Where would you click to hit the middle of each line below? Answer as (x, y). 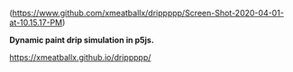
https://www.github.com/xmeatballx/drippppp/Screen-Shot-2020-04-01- (148, 13)
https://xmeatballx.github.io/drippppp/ (80, 57)
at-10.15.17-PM (36, 22)
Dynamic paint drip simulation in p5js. (82, 40)
